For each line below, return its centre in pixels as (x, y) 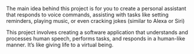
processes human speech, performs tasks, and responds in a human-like (96, 38)
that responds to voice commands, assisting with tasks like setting (87, 15)
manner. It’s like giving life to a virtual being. (60, 45)
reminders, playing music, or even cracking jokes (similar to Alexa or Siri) (96, 21)
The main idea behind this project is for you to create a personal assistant (96, 9)
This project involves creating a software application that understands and (97, 32)
